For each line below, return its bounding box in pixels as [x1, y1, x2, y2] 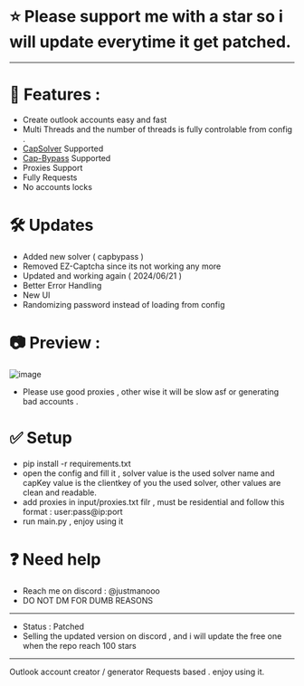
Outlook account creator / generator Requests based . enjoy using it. [9, 666, 265, 677]
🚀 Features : [9, 84, 101, 105]
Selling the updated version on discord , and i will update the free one [22, 630, 282, 642]
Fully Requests [22, 172, 78, 183]
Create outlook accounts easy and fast [22, 114, 167, 125]
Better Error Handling [22, 280, 102, 291]
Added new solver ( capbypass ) [22, 251, 145, 262]
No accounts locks [22, 181, 93, 192]
